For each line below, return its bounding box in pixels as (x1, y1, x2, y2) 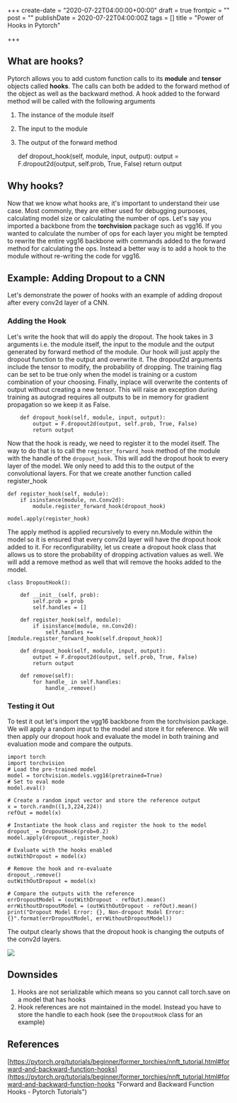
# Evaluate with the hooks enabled (7, 847, 112, 854)
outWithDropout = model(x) (7, 853, 87, 860)
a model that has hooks (17, 995, 86, 1004)
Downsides (7, 969, 58, 981)
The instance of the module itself (17, 110, 115, 119)
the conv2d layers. (7, 935, 62, 943)
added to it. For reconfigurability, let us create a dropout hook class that (7, 542, 216, 551)
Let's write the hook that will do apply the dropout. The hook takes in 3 (7, 332, 214, 341)
